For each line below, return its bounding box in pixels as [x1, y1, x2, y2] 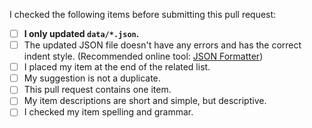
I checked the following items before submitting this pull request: [9, 9, 277, 20]
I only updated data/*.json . [23, 28, 140, 39]
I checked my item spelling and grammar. [23, 106, 194, 118]
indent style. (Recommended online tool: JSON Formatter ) [23, 50, 264, 63]
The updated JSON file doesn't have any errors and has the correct [23, 39, 302, 51]
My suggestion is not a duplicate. [23, 72, 161, 84]
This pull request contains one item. [23, 84, 172, 96]
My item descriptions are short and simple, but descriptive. [23, 95, 267, 107]
